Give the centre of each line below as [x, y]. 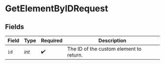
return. [75, 55]
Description [112, 41]
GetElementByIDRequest [57, 9]
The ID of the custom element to [104, 49]
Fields [15, 27]
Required [52, 41]
